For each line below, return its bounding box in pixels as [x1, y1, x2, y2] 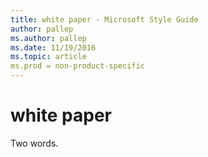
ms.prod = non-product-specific [10, 61, 145, 71]
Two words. [10, 137, 59, 149]
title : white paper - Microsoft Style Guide [10, 14, 199, 25]
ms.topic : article [10, 52, 87, 62]
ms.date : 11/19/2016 [10, 42, 97, 53]
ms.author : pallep [10, 33, 87, 43]
